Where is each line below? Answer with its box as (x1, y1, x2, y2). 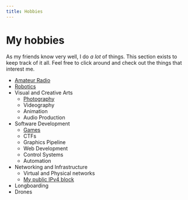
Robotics (14, 83, 36, 90)
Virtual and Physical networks (23, 170, 95, 177)
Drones (14, 188, 33, 195)
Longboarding (14, 182, 48, 189)
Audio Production (23, 114, 65, 121)
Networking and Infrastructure (14, 163, 88, 170)
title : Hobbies (6, 8, 43, 15)
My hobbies (6, 33, 65, 47)
